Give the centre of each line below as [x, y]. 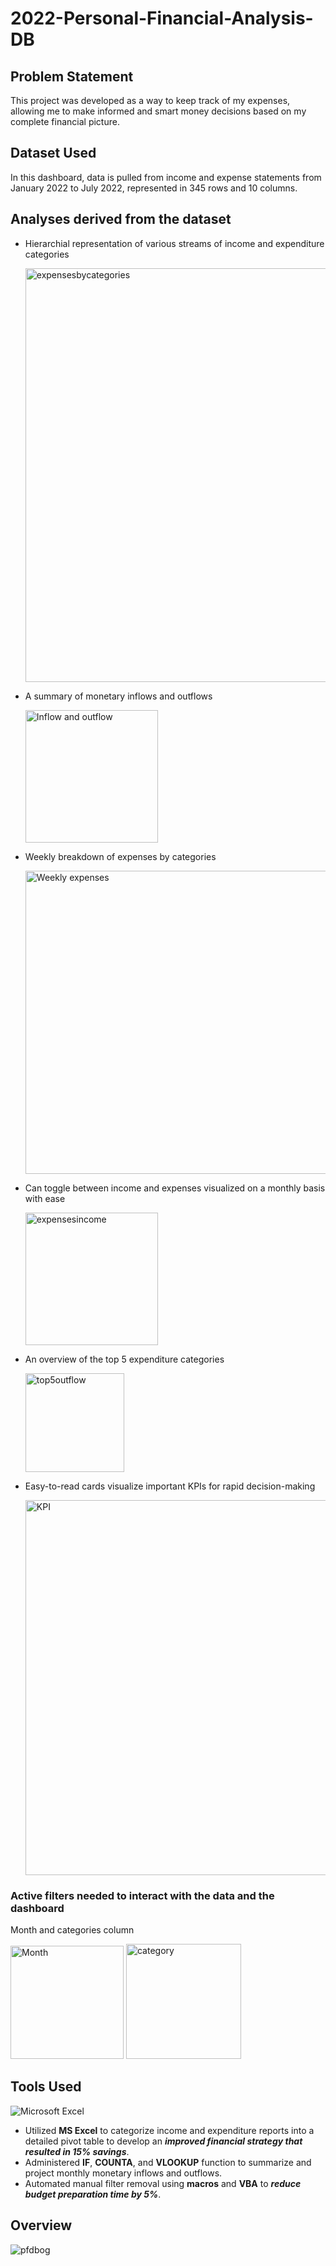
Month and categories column [72, 1929]
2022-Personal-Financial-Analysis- [162, 18]
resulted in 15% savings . [77, 2151]
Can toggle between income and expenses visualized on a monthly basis [175, 1188]
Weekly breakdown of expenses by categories [120, 856]
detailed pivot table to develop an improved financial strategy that [163, 2141]
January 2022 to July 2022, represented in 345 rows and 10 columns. [154, 188]
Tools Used [46, 2087]
